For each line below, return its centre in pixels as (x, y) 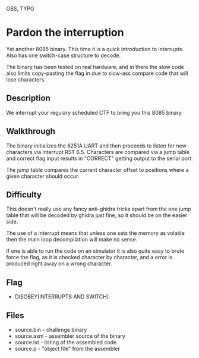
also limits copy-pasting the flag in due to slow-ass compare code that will (97, 73)
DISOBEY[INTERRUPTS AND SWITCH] (61, 297)
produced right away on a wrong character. (59, 263)
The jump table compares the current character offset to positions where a (97, 169)
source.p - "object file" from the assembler (67, 348)
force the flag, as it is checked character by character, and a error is (89, 257)
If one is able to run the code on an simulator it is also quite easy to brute (95, 251)
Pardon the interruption (65, 33)
